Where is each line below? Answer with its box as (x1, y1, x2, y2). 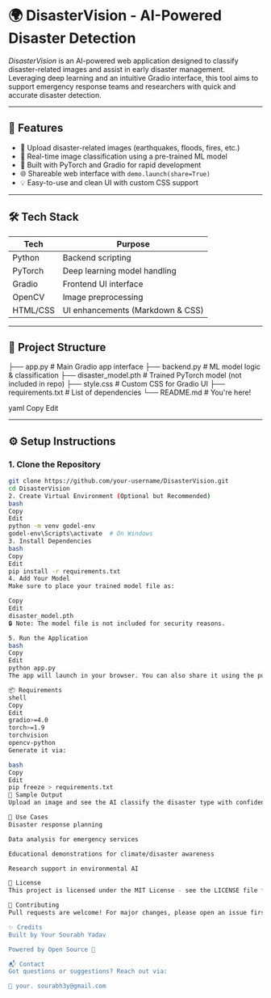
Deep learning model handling (62, 264, 177, 276)
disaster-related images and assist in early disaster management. (8, 64, 226, 74)
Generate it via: (8, 746, 67, 755)
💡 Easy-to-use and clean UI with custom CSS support (19, 177, 199, 187)
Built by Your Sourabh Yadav (8, 931, 106, 939)
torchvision (8, 731, 48, 740)
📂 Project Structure (8, 340, 106, 354)
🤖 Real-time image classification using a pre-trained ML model (19, 151, 228, 161)
